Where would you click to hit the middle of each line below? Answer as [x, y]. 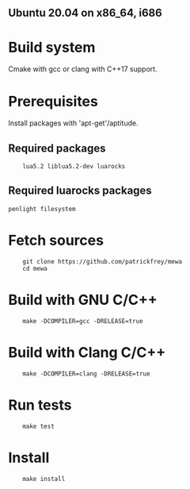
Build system [52, 47]
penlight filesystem [42, 209]
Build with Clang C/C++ [87, 352]
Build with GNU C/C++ [83, 300]
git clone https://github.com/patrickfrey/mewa [102, 261]
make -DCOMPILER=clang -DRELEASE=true [86, 373]
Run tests [40, 405]
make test [39, 426]
